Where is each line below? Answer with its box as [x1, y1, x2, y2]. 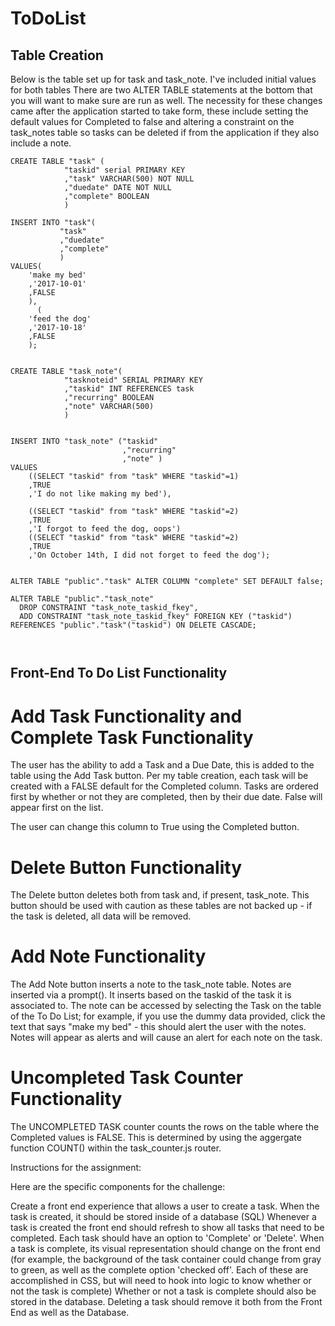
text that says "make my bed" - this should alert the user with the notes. [10, 1021, 307, 1033]
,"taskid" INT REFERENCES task [63, 384, 195, 394]
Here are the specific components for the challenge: [10, 1181, 226, 1193]
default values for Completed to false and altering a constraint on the [10, 116, 295, 127]
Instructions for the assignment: [10, 1162, 142, 1174]
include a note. [10, 137, 72, 149]
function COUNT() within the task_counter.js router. [10, 1142, 222, 1154]
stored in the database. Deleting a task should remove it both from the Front [10, 1296, 323, 1308]
